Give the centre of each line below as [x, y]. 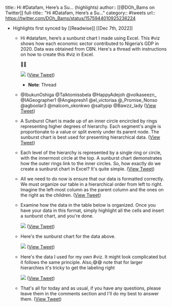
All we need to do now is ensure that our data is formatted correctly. [92, 179]
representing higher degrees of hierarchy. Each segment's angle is [91, 126]
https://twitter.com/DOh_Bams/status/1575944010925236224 [70, 18]
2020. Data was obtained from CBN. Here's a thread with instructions [93, 49]
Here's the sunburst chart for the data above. [68, 236]
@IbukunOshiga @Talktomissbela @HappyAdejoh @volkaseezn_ [89, 95]
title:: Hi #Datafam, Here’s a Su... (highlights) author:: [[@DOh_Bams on [80, 7]
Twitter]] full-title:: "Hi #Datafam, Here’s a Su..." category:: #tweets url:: [80, 13]
